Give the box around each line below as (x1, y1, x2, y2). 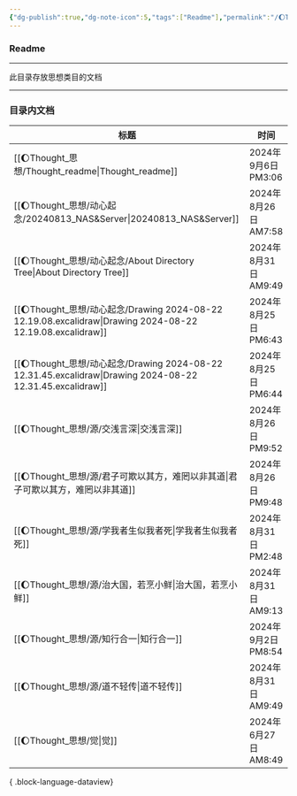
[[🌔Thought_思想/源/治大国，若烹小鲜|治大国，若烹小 (13, 578, 238, 591)
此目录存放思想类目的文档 (9, 72, 103, 82)
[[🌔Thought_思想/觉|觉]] (13, 735, 118, 747)
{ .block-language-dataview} (9, 777, 114, 787)
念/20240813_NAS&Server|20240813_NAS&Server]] (13, 213, 240, 226)
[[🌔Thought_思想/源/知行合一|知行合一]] (13, 633, 183, 646)
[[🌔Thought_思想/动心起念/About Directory (13, 255, 194, 267)
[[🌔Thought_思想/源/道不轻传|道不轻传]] (13, 680, 183, 693)
